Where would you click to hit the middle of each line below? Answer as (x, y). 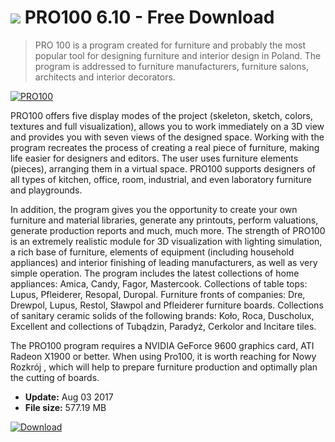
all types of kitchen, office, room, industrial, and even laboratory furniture (161, 179)
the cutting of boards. (55, 377)
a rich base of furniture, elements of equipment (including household (152, 252)
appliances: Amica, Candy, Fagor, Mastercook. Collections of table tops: (159, 283)
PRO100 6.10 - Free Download (149, 17)
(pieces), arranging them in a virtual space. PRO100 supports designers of (163, 168)
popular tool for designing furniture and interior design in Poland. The (178, 55)
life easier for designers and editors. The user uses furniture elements (154, 158)
